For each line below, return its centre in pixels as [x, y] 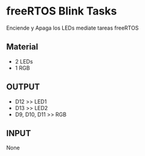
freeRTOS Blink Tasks [62, 11]
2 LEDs [24, 61]
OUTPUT [23, 87]
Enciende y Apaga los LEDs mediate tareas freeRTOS [72, 28]
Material [22, 47]
